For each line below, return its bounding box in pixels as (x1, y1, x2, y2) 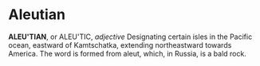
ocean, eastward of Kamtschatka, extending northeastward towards (8, 40, 232, 49)
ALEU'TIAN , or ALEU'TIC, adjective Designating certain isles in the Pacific (8, 32, 253, 41)
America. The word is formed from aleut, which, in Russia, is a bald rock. (8, 49, 247, 58)
